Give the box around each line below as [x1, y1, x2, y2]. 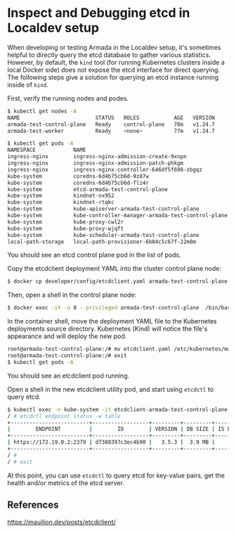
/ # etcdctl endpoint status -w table [7, 413, 121, 420]
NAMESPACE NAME [7, 146, 86, 154]
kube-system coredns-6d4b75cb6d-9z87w [7, 172, 150, 180]
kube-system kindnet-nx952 [7, 192, 114, 200]
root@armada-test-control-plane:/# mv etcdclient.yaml [7, 346, 171, 353]
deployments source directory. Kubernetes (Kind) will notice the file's [7, 325, 208, 333]
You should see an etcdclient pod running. [7, 371, 130, 380]
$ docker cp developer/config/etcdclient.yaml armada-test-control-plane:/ [7, 278, 234, 285]
